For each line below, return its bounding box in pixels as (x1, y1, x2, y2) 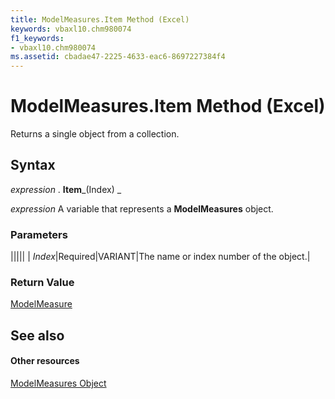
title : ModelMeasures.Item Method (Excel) (10, 14, 190, 25)
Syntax (10, 157, 56, 174)
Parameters (10, 227, 68, 241)
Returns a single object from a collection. (10, 128, 180, 140)
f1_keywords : (10, 33, 65, 43)
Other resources (10, 355, 80, 367)
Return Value (10, 276, 75, 290)
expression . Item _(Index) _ (10, 183, 122, 195)
